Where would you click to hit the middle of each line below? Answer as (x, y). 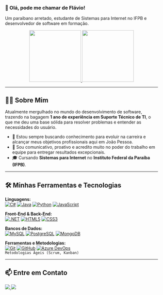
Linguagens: (18, 199)
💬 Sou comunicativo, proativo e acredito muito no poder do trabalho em (83, 147)
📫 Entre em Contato (36, 273)
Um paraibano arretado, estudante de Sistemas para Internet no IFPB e (76, 18)
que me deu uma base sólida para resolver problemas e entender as (73, 122)
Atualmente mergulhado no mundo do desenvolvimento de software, (73, 112)
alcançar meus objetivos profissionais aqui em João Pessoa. (73, 142)
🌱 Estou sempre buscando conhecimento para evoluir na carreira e (79, 137)
